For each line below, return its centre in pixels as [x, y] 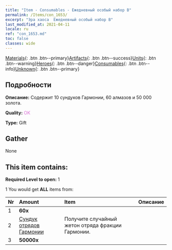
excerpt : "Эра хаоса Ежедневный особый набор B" [59, 19]
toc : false [17, 39]
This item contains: [37, 167]
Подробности [28, 85]
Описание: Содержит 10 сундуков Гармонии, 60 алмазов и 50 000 [79, 97]
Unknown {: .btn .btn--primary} [47, 69]
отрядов [29, 225]
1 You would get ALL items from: [39, 190]
